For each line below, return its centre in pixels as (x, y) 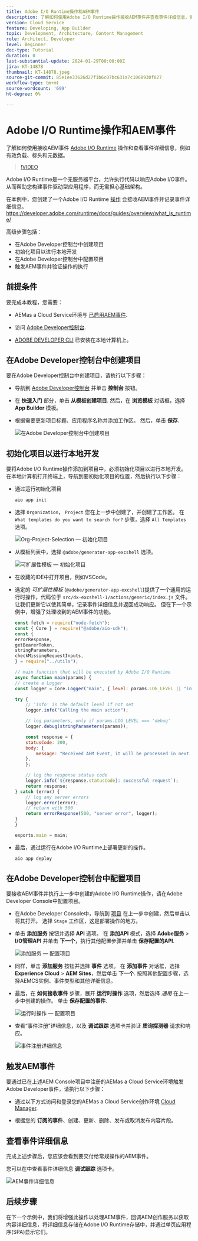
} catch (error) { (37, 792)
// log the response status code (67, 775)
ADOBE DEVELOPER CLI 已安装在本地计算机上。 (73, 340)
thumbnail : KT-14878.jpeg (38, 72)
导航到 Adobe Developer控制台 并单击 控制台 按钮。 (77, 388)
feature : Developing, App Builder (49, 28)
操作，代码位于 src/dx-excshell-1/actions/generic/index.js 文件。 (108, 597)
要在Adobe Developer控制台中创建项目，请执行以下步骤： (76, 375)
